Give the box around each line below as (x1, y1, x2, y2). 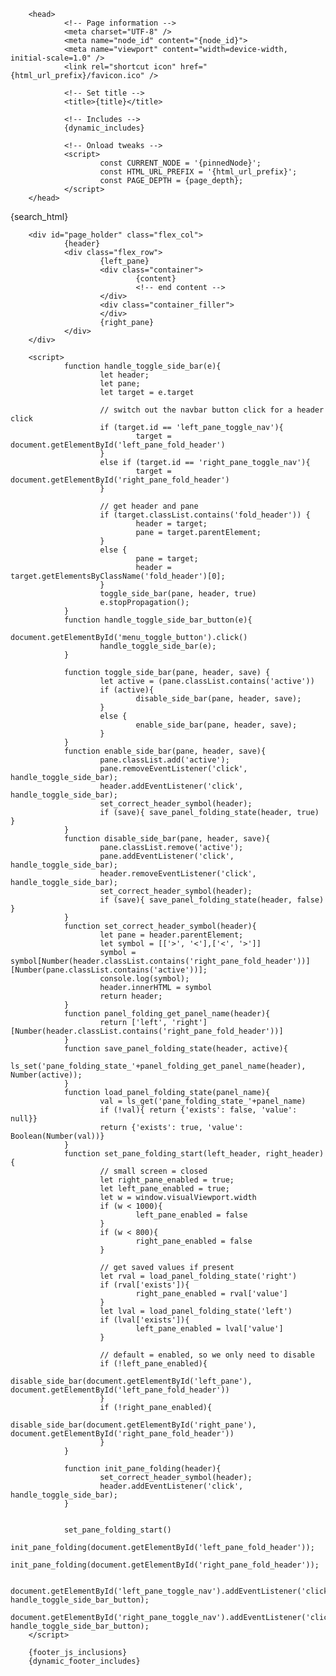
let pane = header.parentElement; (99, 930, 244, 940)
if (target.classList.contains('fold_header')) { (99, 510, 311, 520)
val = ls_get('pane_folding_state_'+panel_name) (99, 1096, 307, 1106)
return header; (99, 991, 163, 1001)
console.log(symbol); (99, 974, 190, 984)
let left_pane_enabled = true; (99, 1184, 230, 1194)
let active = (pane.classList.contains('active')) (99, 676, 315, 686)
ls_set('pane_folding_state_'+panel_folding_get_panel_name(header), (10, 1061, 307, 1071)
